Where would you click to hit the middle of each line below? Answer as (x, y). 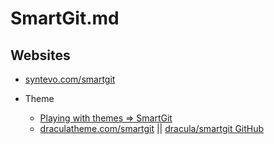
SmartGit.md (65, 18)
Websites (40, 55)
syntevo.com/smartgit (70, 79)
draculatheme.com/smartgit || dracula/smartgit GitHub (152, 128)
